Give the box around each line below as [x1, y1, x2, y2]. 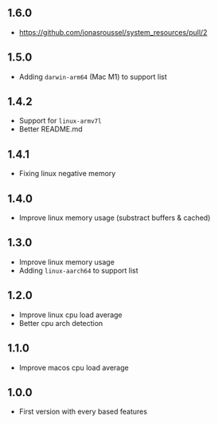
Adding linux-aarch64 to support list [18, 265, 138, 275]
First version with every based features [18, 406, 148, 417]
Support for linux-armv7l [18, 116, 102, 126]
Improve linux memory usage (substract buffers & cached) [18, 213, 211, 222]
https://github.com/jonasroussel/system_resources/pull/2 [18, 27, 208, 37]
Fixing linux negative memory [18, 169, 116, 179]
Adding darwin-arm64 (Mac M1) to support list [18, 72, 168, 81]
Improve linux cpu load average [18, 310, 123, 320]
